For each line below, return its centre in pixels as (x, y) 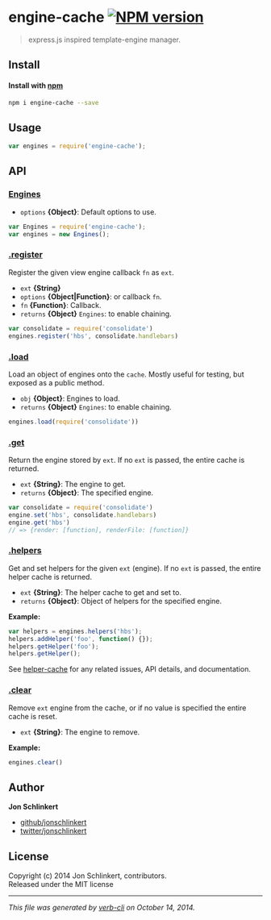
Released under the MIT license (61, 885)
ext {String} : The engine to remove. (80, 732)
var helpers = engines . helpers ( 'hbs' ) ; (75, 631)
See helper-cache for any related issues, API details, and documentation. (130, 669)
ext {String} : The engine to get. (73, 485)
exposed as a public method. (56, 382)
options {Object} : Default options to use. (88, 212)
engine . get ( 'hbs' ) (39, 522)
